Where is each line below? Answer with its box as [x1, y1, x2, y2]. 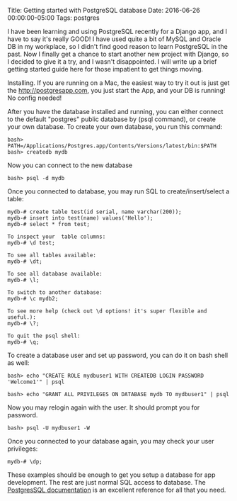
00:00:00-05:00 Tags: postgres [7, 13, 100, 22]
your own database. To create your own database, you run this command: [7, 123, 223, 130]
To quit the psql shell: [7, 332, 81, 339]
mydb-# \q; [7, 339, 40, 346]
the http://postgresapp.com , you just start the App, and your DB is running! [7, 86, 226, 94]
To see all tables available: [7, 252, 97, 259]
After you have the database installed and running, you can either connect [7, 108, 224, 116]
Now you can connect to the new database [7, 161, 133, 169]
